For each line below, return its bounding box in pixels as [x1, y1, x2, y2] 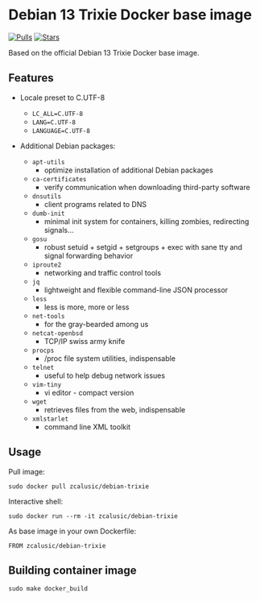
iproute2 [31, 260, 62, 269]
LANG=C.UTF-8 [31, 118, 76, 126]
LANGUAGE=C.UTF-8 [31, 126, 91, 135]
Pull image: [8, 466, 46, 476]
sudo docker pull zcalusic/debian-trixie [8, 482, 150, 491]
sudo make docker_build [8, 585, 89, 593]
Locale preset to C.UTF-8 [19, 93, 105, 102]
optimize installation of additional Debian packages [43, 165, 213, 175]
